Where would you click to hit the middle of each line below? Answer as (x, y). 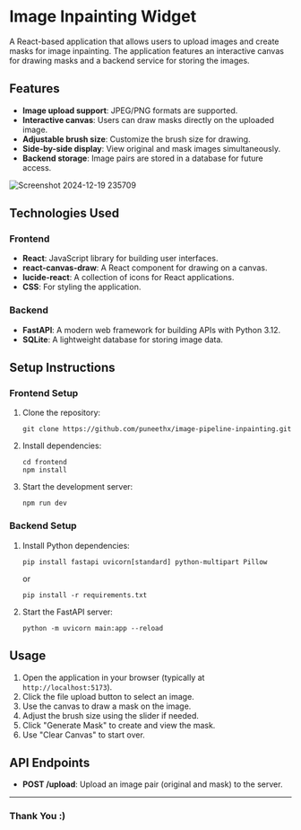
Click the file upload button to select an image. (108, 696)
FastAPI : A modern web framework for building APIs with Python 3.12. (151, 330)
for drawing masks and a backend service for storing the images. (129, 60)
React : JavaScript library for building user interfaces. (120, 259)
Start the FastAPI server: (68, 612)
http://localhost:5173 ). (67, 687)
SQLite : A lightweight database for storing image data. (123, 340)
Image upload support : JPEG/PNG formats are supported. (130, 110)
